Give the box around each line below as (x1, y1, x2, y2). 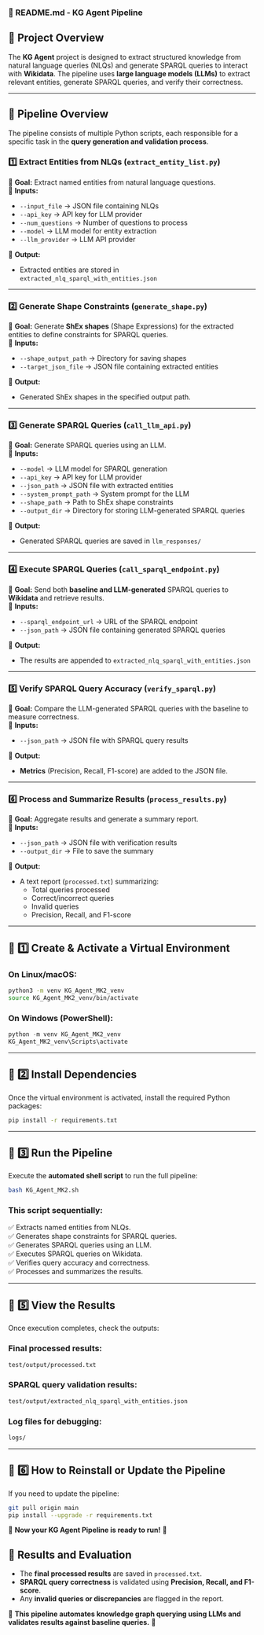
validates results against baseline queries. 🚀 (8, 1618, 156, 1627)
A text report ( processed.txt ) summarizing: (19, 876, 159, 887)
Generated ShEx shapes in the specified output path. (19, 392, 191, 402)
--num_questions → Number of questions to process (19, 218, 189, 227)
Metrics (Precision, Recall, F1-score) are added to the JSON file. (19, 766, 228, 776)
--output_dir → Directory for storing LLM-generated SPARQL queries (19, 506, 245, 516)
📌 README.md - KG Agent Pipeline (8, 7, 143, 18)
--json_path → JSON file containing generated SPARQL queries (19, 625, 225, 634)
